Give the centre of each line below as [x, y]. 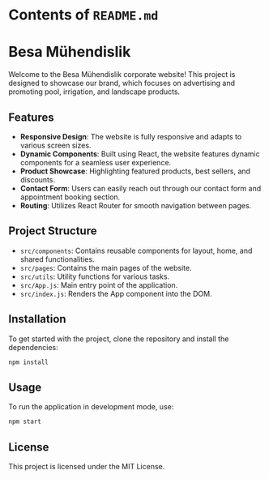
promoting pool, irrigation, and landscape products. [94, 92]
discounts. [37, 179]
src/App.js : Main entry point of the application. [99, 284]
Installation [37, 319]
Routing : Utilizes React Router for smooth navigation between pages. [136, 205]
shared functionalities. [57, 259]
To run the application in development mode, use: [91, 407]
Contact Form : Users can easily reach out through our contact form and [141, 188]
